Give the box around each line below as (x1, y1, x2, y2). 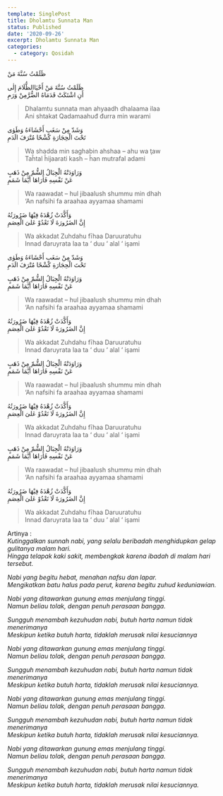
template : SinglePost (7, 10, 71, 18)
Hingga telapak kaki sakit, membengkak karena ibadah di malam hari (7, 552, 210, 560)
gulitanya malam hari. (7, 544, 71, 552)
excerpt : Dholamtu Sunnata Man (7, 37, 100, 44)
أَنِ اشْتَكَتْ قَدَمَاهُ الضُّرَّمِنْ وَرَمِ (7, 90, 84, 99)
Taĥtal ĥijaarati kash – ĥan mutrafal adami (24, 154, 146, 163)
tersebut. (7, 559, 34, 567)
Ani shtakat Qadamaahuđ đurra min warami (24, 111, 151, 120)
